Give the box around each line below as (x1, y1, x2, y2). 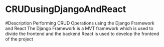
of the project (5, 36, 34, 42)
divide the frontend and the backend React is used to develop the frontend (5, 30, 159, 36)
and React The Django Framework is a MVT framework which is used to (5, 25, 154, 31)
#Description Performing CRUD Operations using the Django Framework (5, 20, 154, 26)
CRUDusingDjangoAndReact (5, 3, 126, 15)
